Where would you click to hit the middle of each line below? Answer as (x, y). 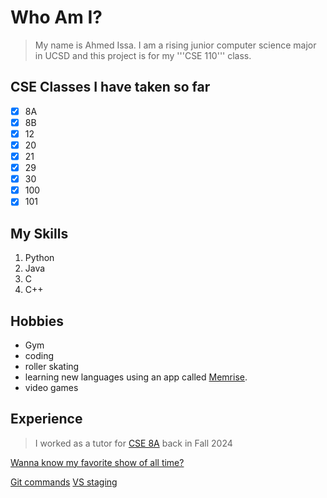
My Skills (39, 233)
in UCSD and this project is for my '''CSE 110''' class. (143, 55)
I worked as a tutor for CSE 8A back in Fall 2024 (133, 443)
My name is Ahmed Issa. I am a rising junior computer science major (175, 45)
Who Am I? (56, 17)
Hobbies (37, 321)
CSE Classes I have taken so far (110, 87)
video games (51, 387)
